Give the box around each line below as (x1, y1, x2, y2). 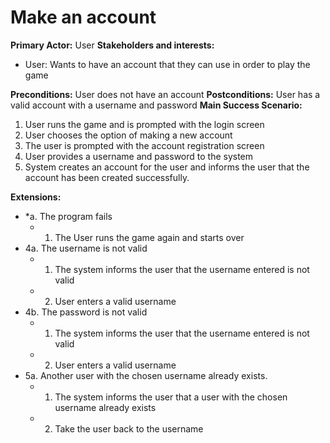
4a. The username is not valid (24, 242, 148, 254)
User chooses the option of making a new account (24, 129, 233, 141)
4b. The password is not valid (24, 306, 148, 318)
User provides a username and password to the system (24, 150, 254, 162)
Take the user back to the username (54, 422, 204, 435)
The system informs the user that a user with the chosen (54, 391, 288, 403)
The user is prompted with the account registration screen (24, 139, 265, 151)
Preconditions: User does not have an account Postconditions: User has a (10, 88, 321, 100)
